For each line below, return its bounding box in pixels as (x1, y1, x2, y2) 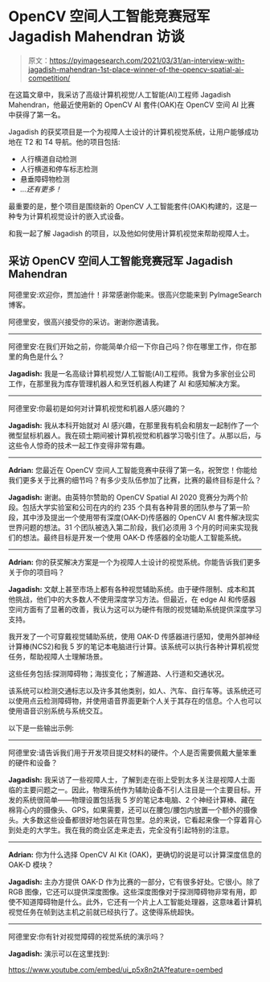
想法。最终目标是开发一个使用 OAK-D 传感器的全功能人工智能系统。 (22, 532, 247, 542)
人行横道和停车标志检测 (19, 164, 98, 174)
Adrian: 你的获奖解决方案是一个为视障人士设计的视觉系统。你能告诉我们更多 (8, 557, 261, 567)
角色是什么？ (22, 351, 65, 361)
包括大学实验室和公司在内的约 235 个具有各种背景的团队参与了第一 (22, 502, 243, 512)
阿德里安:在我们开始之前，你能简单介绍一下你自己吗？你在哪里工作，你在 (8, 341, 251, 351)
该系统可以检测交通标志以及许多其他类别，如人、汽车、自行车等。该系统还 (8, 685, 255, 696)
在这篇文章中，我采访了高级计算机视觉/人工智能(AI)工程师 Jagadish (8, 89, 231, 99)
